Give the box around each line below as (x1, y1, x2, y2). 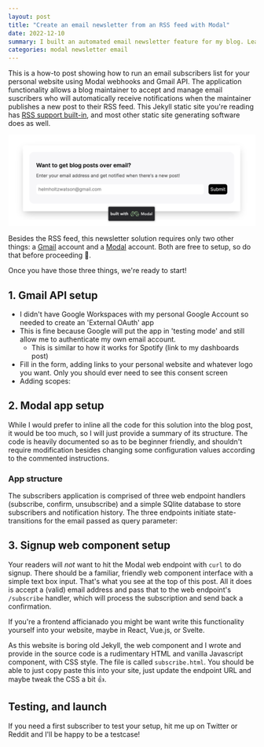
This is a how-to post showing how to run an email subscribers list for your (8, 68, 250, 78)
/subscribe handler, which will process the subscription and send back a (8, 593, 244, 602)
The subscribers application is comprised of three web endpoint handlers (8, 491, 246, 501)
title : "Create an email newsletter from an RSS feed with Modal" (8, 20, 230, 29)
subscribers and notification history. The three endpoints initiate (8, 508, 216, 517)
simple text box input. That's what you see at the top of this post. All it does (8, 576, 252, 586)
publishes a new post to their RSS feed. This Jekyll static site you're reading (8, 102, 254, 112)
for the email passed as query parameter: (43, 516, 178, 526)
